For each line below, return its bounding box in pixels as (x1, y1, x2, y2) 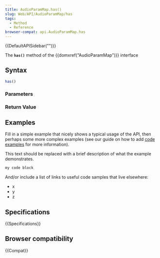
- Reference (9, 25, 34, 30)
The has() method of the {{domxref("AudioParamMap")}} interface (5, 52, 138, 58)
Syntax (5, 66, 27, 75)
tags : (5, 16, 16, 21)
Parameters (5, 91, 33, 97)
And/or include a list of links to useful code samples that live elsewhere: (5, 174, 149, 180)
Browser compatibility (5, 235, 74, 243)
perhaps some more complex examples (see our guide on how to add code (5, 137, 155, 142)
